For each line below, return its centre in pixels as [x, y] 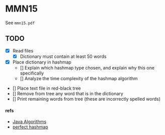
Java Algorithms [29, 122]
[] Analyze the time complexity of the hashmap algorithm [79, 78]
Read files [23, 50]
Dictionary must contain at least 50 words [63, 56]
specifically [32, 73]
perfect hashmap [30, 127]
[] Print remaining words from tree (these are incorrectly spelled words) [87, 99]
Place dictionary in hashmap [42, 62]
